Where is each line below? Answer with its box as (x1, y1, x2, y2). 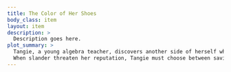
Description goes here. (13, 36, 81, 43)
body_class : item (7, 16, 57, 23)
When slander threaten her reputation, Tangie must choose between (13, 55, 211, 62)
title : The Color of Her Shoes (7, 10, 97, 17)
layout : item (7, 23, 45, 29)
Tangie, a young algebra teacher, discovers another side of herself (13, 49, 217, 56)
